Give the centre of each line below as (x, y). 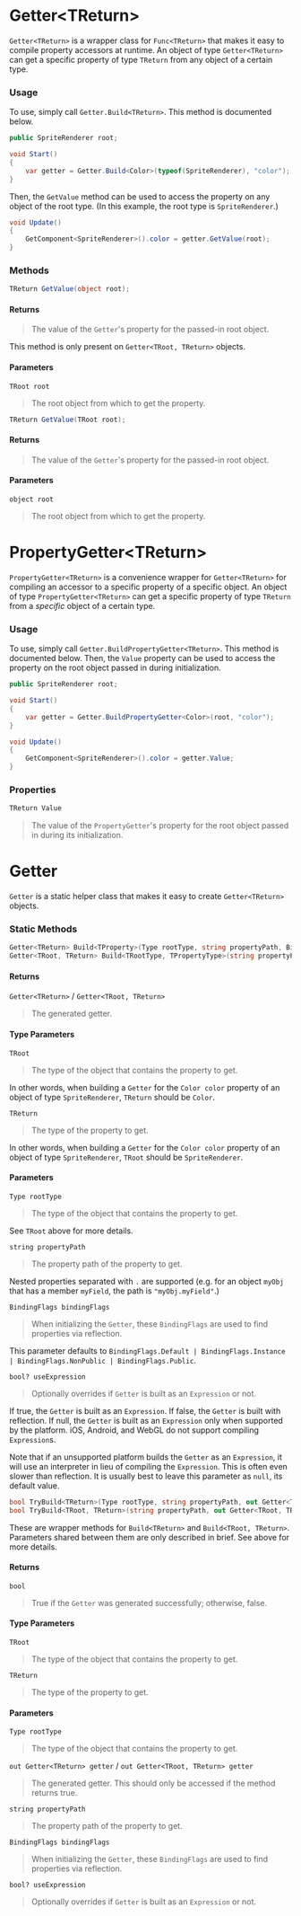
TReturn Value (36, 808)
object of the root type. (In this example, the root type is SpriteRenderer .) (144, 206)
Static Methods (43, 929)
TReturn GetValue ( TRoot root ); (68, 419)
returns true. (54, 1793)
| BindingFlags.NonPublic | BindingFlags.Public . (103, 1360)
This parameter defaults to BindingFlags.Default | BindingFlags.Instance (147, 1351)
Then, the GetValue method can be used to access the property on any (140, 196)
